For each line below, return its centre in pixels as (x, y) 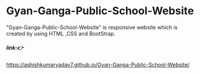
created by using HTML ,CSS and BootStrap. (61, 33)
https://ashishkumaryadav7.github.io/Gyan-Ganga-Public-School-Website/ (98, 65)
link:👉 (15, 47)
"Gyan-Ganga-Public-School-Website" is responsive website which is (92, 27)
